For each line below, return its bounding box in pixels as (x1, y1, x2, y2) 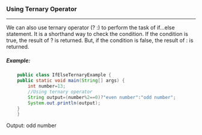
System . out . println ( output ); (28, 100, 101, 106)
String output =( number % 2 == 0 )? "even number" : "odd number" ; (28, 94, 176, 100)
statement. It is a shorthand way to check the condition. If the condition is (6, 31, 188, 38)
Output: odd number (6, 122, 57, 129)
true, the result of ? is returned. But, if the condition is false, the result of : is (6, 37, 194, 44)
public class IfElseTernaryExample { (17, 72, 112, 78)
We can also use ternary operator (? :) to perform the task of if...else (6, 24, 176, 31)
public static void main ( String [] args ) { (17, 77, 125, 84)
